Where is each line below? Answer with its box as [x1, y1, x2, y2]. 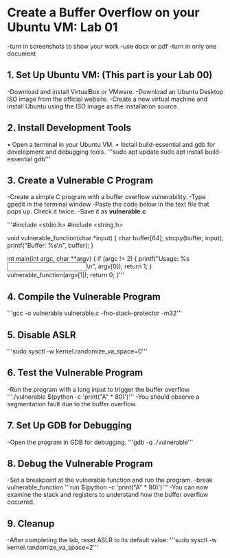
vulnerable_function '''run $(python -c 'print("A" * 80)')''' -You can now [7, 483, 209, 491]
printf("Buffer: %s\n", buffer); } [7, 242, 94, 250]
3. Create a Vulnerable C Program [7, 174, 153, 186]
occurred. [7, 498, 35, 506]
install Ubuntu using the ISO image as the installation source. [7, 102, 179, 111]
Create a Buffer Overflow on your [7, 5, 200, 21]
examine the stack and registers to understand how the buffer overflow [7, 491, 209, 499]
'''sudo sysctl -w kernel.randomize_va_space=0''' [7, 347, 148, 355]
